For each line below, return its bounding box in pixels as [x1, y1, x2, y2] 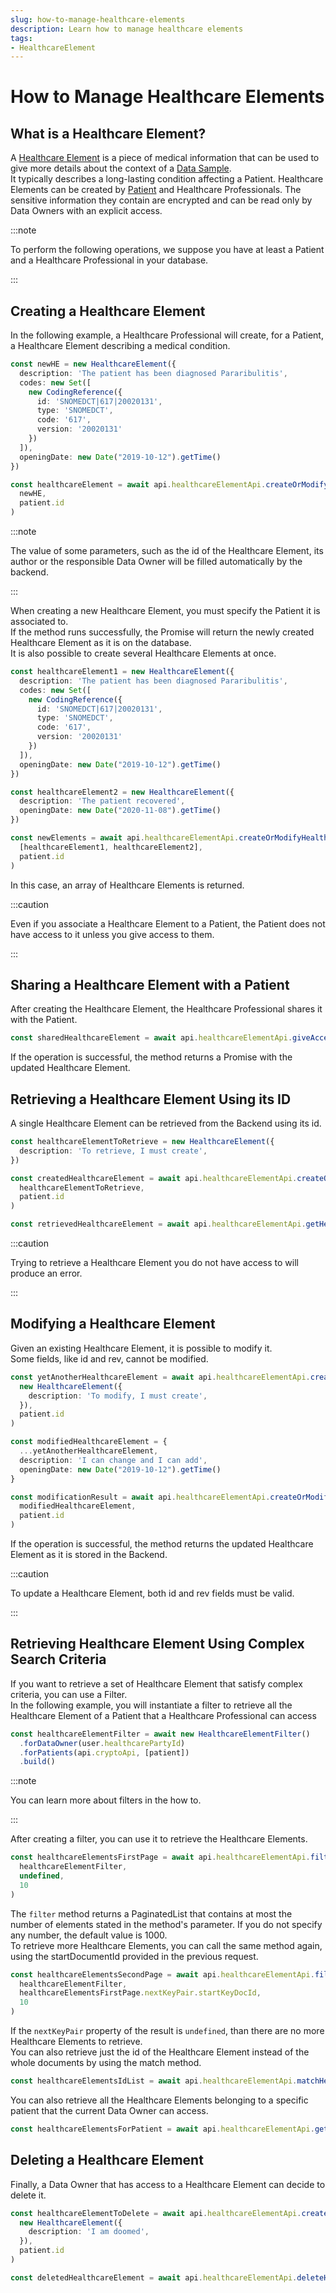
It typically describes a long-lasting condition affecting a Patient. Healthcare [10, 173, 324, 185]
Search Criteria [10, 1651, 107, 1668]
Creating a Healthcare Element [10, 302, 206, 320]
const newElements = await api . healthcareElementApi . [10, 833, 240, 843]
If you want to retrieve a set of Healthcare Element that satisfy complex [10, 1677, 303, 1690]
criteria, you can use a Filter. [10, 1688, 128, 1700]
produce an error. [10, 1267, 83, 1280]
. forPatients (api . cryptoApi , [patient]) [19, 1747, 190, 1758]
